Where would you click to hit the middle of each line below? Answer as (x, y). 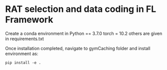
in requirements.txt (24, 39)
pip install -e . (23, 63)
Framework (29, 20)
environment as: (22, 54)
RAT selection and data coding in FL (81, 9)
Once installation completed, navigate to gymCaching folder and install (78, 48)
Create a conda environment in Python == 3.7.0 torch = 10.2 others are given (84, 33)
